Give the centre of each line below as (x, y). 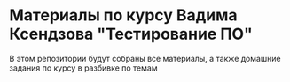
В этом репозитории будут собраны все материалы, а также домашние (145, 58)
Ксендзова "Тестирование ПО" (131, 34)
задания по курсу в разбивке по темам (83, 68)
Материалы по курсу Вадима (123, 15)
